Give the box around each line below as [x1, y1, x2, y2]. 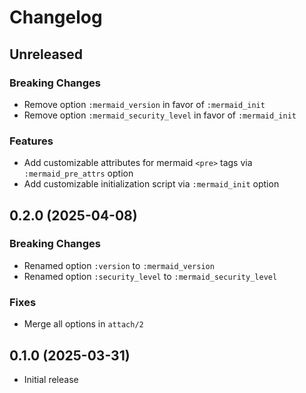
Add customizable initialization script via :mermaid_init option [23, 178, 280, 190]
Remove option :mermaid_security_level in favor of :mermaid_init [23, 109, 297, 121]
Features [9, 134, 54, 148]
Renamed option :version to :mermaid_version [23, 259, 215, 271]
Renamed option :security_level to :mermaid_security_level [23, 270, 278, 282]
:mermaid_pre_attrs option [23, 167, 134, 180]
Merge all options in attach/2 [23, 318, 144, 330]
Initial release [23, 373, 79, 385]
